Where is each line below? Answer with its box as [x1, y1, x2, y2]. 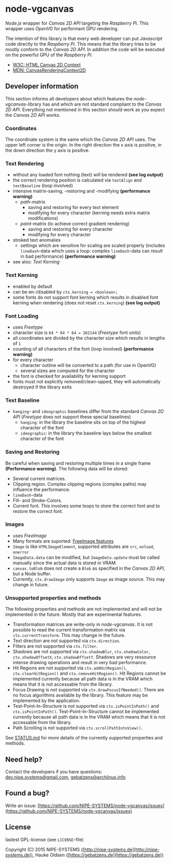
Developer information [5, 82, 79, 91]
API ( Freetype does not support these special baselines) [12, 414, 131, 420]
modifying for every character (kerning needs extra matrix [28, 210, 151, 216]
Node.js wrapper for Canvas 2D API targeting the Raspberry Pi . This [5, 20, 149, 26]
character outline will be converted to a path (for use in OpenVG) [20, 362, 157, 368]
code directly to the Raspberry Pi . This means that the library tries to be [5, 40, 156, 47]
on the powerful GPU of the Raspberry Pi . [5, 52, 93, 58]
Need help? [5, 755, 42, 764]
